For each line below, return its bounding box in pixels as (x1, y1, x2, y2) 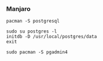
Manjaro (6, 5, 31, 13)
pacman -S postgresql (6, 18, 60, 24)
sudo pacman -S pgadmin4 (6, 49, 68, 55)
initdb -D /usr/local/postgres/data (6, 34, 97, 40)
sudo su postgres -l (6, 28, 58, 34)
